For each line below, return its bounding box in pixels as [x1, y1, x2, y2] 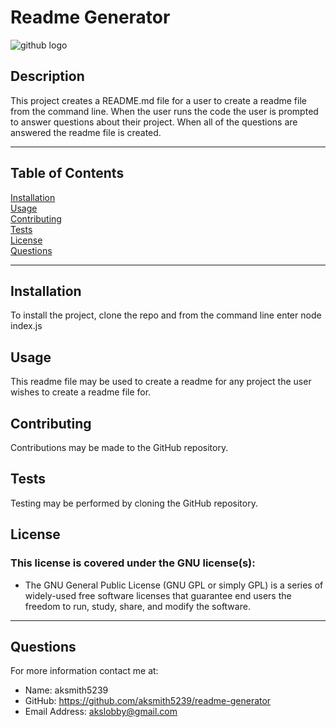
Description [10, 68, 85, 85]
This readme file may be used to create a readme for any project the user [10, 376, 312, 388]
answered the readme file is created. [10, 126, 162, 138]
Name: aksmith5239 [24, 684, 109, 696]
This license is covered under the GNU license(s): [10, 556, 256, 570]
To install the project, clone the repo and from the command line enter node [10, 309, 322, 321]
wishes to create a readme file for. [10, 386, 152, 398]
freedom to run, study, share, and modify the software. [24, 600, 251, 612]
